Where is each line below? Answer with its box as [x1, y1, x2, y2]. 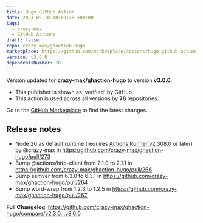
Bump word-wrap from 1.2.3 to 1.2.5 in [15, 185, 111, 193]
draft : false [6, 37, 40, 43]
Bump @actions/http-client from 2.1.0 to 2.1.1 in [15, 159, 132, 167]
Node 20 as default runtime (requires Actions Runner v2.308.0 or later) [15, 140, 193, 148]
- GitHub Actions [12, 32, 56, 38]
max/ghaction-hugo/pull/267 [15, 192, 88, 199]
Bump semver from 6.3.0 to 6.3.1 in [15, 173, 102, 180]
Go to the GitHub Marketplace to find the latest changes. [6, 106, 148, 114]
